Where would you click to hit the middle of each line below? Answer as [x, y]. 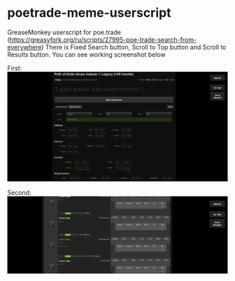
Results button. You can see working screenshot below [86, 55]
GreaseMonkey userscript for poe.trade [64, 32]
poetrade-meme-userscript [89, 13]
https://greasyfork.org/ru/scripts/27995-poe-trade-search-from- [103, 39]
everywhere [24, 47]
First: [15, 68]
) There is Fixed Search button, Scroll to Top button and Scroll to [134, 47]
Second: [19, 193]
